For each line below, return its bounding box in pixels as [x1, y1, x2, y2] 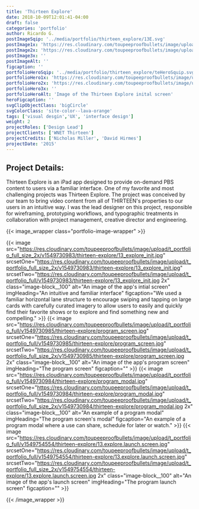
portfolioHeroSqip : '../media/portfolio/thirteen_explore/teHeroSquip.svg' [6, 69, 197, 75]
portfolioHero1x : [6, 75, 49, 81]
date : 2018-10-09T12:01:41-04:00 [6, 14, 89, 20]
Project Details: [6, 163, 64, 173]
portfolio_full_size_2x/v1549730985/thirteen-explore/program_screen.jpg [6, 353, 185, 360]
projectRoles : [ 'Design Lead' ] [6, 124, 84, 130]
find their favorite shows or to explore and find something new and [6, 309, 169, 316]
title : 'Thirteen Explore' [6, 8, 73, 15]
